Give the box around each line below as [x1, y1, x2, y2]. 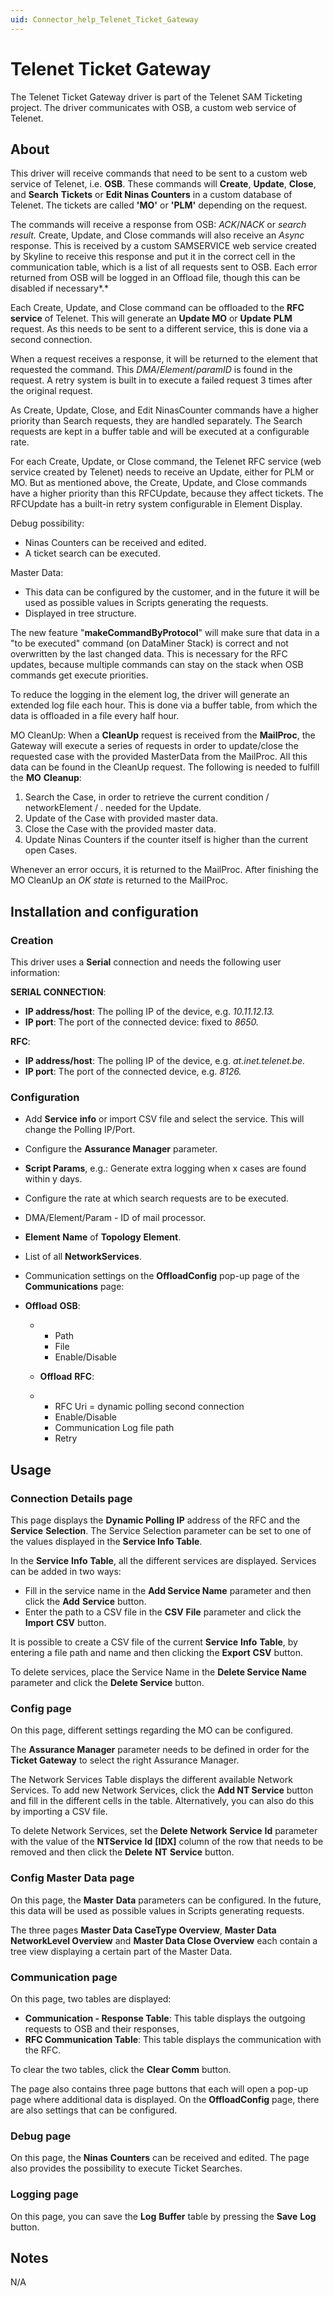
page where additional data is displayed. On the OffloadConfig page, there [10, 2093, 320, 2105]
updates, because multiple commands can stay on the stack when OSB [10, 659, 304, 671]
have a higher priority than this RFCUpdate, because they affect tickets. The [10, 487, 324, 500]
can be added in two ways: [10, 1566, 122, 1578]
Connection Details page [10, 1491, 133, 1505]
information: [10, 967, 61, 979]
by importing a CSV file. [10, 1806, 108, 1818]
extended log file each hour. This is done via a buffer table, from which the [10, 699, 318, 711]
